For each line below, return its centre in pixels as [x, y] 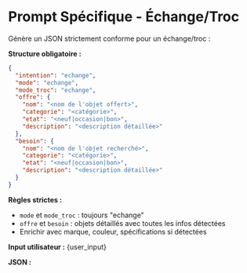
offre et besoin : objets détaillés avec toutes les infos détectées [122, 223]
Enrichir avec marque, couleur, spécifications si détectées [113, 231]
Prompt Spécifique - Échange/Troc [124, 17]
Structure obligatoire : [45, 53]
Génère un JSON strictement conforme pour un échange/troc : [109, 38]
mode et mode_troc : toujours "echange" [82, 215]
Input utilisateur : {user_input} [58, 246]
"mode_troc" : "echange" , [56, 90]
